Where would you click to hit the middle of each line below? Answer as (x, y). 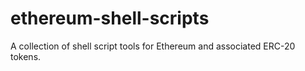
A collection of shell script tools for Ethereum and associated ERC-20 (153, 46)
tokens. (26, 56)
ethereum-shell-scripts (110, 18)
